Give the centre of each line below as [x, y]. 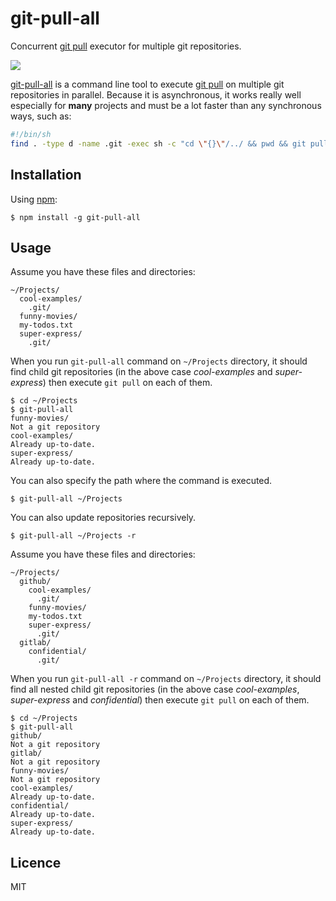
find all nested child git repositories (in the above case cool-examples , [155, 689]
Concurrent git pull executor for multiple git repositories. [126, 46]
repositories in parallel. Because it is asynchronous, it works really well [156, 94]
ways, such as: [41, 116]
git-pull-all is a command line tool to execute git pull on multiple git [147, 84]
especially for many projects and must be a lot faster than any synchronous [166, 105]
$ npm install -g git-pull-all [75, 217]
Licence [36, 862]
